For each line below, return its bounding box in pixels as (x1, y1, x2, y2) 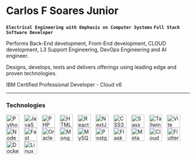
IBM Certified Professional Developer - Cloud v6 (6, 81, 123, 88)
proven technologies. (6, 69, 57, 76)
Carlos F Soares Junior (6, 4, 119, 18)
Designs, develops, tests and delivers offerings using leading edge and (6, 63, 177, 71)
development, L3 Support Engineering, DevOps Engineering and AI (6, 46, 167, 53)
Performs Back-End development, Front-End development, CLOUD (6, 40, 166, 47)
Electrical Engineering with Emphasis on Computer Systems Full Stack (6, 25, 180, 30)
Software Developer (6, 29, 54, 36)
